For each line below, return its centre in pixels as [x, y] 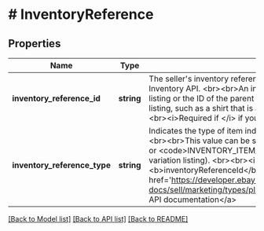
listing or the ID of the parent [202, 98]
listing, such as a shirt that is [201, 108]
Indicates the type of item [196, 131]
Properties [35, 44]
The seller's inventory [189, 79]
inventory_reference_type [62, 165]
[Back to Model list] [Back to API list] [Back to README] [98, 219]
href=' [160, 180]
